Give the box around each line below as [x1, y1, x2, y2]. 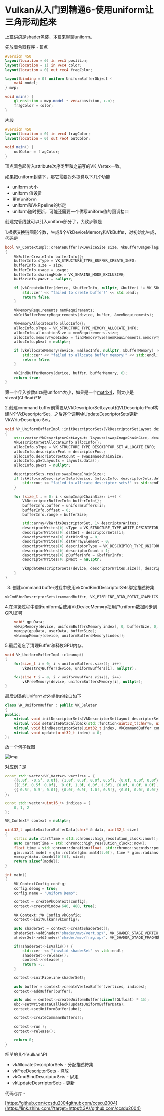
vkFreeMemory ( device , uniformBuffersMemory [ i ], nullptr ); [22, 679, 143, 684]
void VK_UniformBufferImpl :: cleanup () [5, 652, 84, 658]
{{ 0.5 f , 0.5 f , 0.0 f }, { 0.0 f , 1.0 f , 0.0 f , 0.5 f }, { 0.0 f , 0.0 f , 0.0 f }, [14, 783, 159, 788]
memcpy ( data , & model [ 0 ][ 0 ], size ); [14, 855, 86, 859]
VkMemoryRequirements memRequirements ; [14, 308, 95, 313]
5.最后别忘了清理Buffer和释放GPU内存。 [5, 642, 86, 649]
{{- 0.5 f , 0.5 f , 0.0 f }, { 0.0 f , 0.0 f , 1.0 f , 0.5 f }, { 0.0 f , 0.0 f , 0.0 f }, [14, 787, 161, 792]
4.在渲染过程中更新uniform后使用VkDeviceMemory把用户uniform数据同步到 [5, 603, 157, 610]
